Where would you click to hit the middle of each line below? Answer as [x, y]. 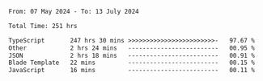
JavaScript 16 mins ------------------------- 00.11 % [131, 71]
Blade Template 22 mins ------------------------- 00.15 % [131, 63]
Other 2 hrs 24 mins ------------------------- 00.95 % [131, 48]
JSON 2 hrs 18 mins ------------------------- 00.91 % [131, 55]
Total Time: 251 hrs [43, 26]
